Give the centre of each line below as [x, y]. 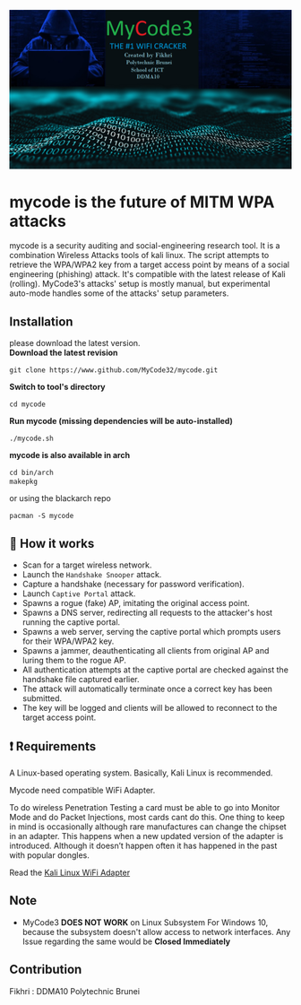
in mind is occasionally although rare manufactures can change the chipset [148, 827]
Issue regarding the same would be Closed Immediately [126, 941]
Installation [41, 321]
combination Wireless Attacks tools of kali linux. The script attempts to [139, 256]
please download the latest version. [75, 343]
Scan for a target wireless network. [87, 565]
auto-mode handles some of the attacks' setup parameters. [119, 293]
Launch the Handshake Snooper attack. [92, 575]
